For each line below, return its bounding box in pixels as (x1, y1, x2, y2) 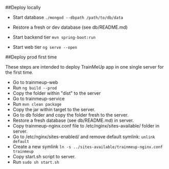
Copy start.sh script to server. (12, 154, 76, 159)
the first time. (5, 69, 34, 75)
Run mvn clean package (12, 101, 61, 107)
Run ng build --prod (12, 84, 57, 91)
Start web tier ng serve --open (12, 44, 77, 50)
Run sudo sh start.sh (12, 159, 59, 165)
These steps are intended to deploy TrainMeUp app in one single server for (5, 64, 164, 70)
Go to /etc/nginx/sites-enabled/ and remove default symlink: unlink (12, 134, 155, 140)
